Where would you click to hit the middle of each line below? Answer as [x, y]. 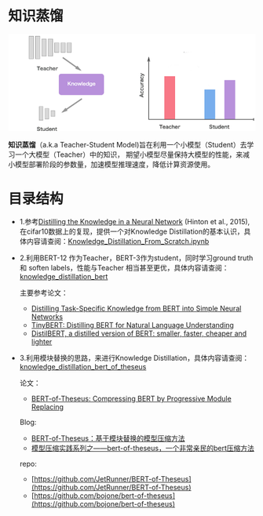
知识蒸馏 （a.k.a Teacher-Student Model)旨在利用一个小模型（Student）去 [128, 144]
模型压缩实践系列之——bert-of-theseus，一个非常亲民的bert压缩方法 [143, 449]
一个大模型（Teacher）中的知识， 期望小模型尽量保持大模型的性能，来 [129, 154]
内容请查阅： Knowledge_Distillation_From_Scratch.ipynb [118, 242]
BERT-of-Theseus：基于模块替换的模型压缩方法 [108, 438]
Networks [47, 317]
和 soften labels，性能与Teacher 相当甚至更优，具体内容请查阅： [124, 268]
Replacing [47, 407]
